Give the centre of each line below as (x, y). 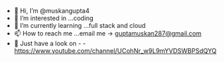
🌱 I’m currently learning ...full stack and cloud (80, 25)
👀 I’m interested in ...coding (54, 18)
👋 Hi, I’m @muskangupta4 (52, 11)
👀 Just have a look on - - (50, 43)
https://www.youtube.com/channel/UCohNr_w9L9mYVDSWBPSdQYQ (115, 51)
